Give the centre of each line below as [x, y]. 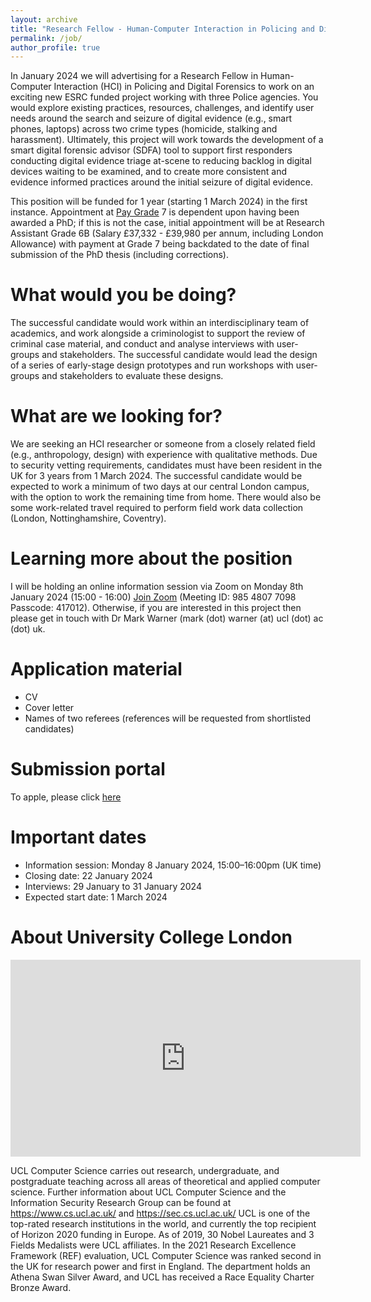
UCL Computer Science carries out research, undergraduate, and [145, 1170]
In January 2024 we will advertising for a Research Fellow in [134, 76]
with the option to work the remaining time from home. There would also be [166, 497]
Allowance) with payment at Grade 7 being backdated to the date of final [160, 244]
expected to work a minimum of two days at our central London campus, [160, 487]
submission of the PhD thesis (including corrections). [119, 255]
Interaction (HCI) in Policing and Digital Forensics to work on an [184, 87]
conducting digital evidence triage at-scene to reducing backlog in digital [161, 161]
